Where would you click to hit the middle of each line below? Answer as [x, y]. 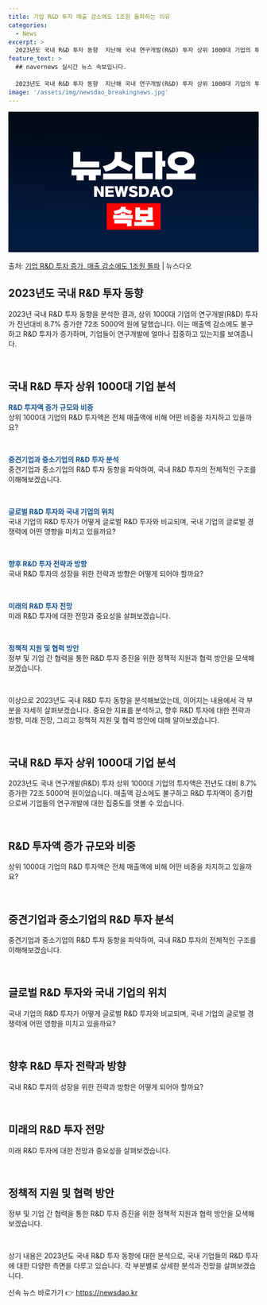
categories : [28, 25]
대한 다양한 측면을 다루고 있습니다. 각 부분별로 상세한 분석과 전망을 [119, 1266]
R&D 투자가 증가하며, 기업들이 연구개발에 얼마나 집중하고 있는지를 [124, 334]
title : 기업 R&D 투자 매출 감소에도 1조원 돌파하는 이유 [89, 17]
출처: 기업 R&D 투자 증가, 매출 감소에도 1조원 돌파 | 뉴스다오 [100, 266]
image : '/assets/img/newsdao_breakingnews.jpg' [89, 92]
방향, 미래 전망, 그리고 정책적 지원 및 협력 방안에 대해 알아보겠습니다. [114, 720]
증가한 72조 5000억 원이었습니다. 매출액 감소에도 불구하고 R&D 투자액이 [120, 793]
